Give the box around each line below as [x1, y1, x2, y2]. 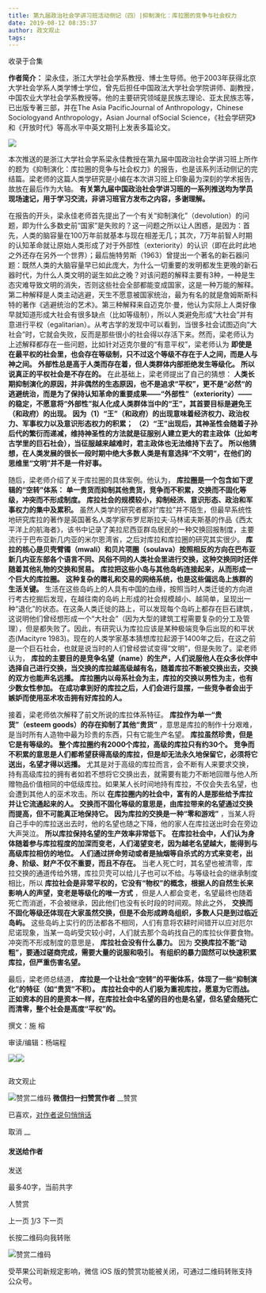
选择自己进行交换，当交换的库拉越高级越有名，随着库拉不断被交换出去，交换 [8, 663, 258, 673]
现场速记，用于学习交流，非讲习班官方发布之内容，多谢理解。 [8, 194, 210, 204]
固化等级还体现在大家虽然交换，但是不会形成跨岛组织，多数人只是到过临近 [14, 908, 258, 917]
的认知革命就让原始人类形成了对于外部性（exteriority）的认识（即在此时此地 [8, 241, 257, 250]
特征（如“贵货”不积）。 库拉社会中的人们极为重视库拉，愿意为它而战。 [25, 984, 254, 994]
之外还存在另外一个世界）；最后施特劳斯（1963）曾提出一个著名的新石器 [8, 250, 243, 260]
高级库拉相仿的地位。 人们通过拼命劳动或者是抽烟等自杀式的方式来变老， [8, 849, 246, 858]
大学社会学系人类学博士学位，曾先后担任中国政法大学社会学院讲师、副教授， [8, 83, 258, 93]
